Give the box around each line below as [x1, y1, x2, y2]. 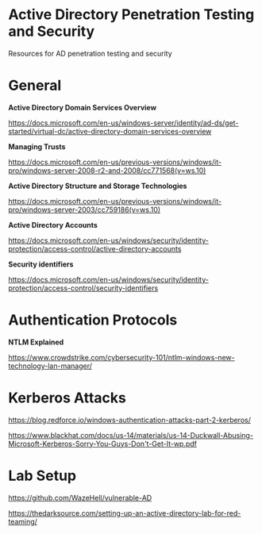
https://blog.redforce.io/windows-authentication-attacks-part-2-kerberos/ [8, 415, 252, 425]
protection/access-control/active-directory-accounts [8, 244, 182, 253]
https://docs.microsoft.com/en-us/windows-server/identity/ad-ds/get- [8, 117, 239, 128]
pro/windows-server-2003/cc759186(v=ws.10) [8, 205, 161, 214]
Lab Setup [8, 467, 77, 485]
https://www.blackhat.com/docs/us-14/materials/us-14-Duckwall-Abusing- [8, 430, 254, 440]
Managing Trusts [8, 141, 66, 152]
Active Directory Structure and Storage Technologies [8, 181, 187, 190]
